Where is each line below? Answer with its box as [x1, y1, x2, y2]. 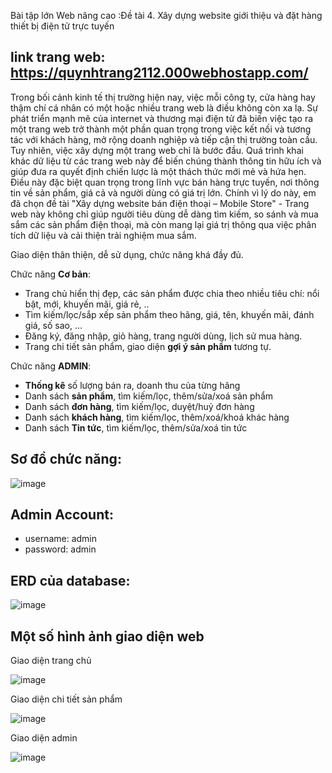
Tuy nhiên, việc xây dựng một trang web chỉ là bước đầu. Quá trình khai [10, 144, 304, 156]
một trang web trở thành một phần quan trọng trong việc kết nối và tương [10, 123, 312, 135]
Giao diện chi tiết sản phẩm [10, 693, 123, 705]
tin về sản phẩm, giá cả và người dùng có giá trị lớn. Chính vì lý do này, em [10, 186, 317, 199]
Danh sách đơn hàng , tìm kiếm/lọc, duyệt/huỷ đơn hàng [24, 400, 255, 412]
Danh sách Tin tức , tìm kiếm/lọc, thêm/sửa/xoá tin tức [24, 421, 248, 434]
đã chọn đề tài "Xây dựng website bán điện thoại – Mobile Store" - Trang [10, 197, 310, 209]
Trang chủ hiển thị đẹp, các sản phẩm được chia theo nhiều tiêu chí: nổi [24, 287, 320, 299]
